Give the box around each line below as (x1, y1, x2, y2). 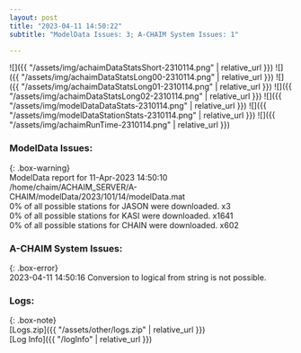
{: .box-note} (9, 315, 57, 326)
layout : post (9, 13, 58, 22)
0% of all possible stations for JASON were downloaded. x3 (9, 200, 231, 211)
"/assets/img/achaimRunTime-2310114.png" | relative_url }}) (9, 119, 231, 130)
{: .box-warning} (9, 163, 70, 173)
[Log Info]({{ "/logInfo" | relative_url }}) (9, 334, 153, 345)
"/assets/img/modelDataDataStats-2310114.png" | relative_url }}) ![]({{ (9, 101, 267, 111)
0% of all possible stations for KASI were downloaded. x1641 (9, 210, 234, 221)
